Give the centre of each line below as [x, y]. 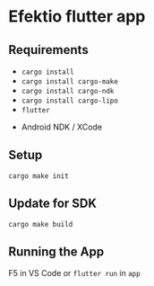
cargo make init [38, 176]
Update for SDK [53, 204]
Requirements [48, 50]
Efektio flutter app [77, 17]
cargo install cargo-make [69, 82]
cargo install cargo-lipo [69, 101]
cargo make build [41, 224]
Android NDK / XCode [62, 127]
